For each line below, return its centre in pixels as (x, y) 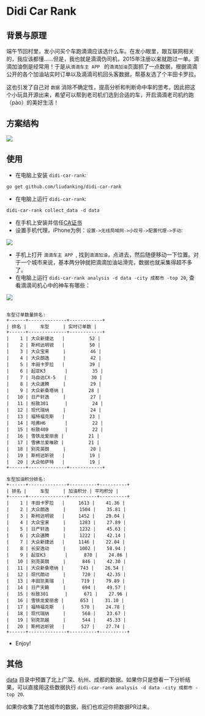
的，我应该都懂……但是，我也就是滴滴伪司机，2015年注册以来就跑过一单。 (100, 59)
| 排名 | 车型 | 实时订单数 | (51, 326)
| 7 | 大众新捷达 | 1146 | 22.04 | (66, 542)
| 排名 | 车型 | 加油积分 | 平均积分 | (63, 491)
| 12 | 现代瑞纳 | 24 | (54, 410)
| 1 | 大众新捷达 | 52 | (54, 338)
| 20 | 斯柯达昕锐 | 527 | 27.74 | (66, 626)
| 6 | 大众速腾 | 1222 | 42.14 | (66, 535)
